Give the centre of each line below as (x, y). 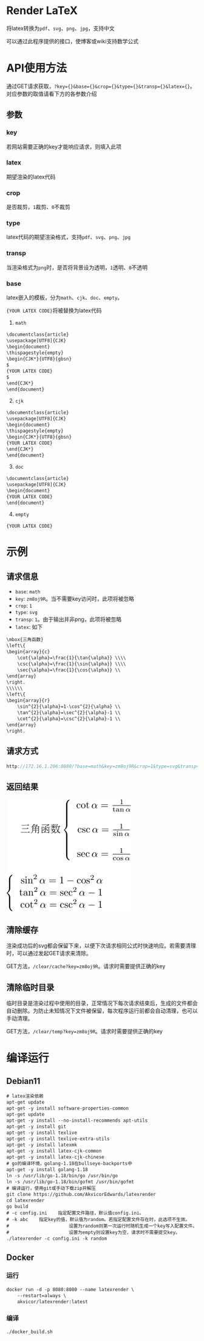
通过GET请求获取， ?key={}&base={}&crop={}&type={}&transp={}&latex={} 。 (101, 86)
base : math (28, 592)
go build (17, 1207)
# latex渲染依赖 (25, 1096)
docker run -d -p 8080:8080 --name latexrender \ (70, 1289)
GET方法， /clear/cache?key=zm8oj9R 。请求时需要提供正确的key (86, 966)
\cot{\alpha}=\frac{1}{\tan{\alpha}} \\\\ (72, 658)
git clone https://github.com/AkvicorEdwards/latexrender (81, 1195)
